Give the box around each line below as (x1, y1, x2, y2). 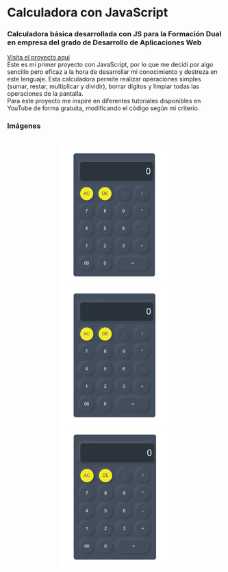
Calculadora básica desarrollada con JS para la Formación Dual (7, 29, 222, 39)
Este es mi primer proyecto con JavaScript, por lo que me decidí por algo (7, 60, 214, 69)
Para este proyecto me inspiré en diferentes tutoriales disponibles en (7, 97, 201, 105)
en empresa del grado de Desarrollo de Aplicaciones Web (7, 38, 202, 47)
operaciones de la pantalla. (7, 90, 84, 98)
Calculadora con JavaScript (7, 5, 168, 21)
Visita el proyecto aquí (7, 53, 71, 62)
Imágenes (7, 121, 41, 131)
